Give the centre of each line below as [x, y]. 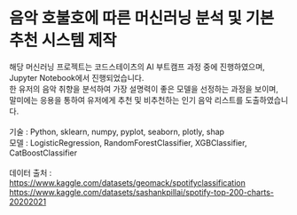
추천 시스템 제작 [63, 40]
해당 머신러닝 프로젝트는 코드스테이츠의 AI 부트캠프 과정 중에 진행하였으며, [137, 67]
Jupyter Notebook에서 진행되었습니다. [77, 77]
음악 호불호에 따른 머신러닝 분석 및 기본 [142, 18]
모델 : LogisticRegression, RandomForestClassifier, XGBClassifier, [128, 142]
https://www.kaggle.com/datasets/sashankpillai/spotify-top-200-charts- [142, 192]
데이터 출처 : [31, 172]
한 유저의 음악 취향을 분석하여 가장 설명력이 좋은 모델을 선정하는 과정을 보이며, [144, 89]
